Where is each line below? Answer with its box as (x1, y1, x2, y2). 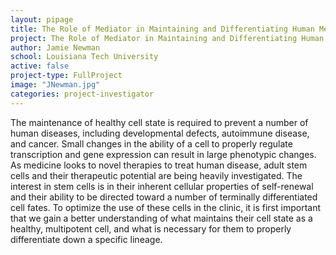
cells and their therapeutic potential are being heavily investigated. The (10, 169, 303, 181)
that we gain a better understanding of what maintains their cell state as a (10, 212, 313, 224)
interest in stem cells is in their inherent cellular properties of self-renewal (10, 180, 314, 192)
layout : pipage (10, 14, 74, 25)
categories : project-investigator (10, 89, 155, 99)
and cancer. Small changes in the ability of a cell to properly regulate (10, 137, 293, 150)
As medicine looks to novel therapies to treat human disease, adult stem (10, 159, 308, 171)
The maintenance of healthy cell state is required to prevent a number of (10, 116, 309, 128)
